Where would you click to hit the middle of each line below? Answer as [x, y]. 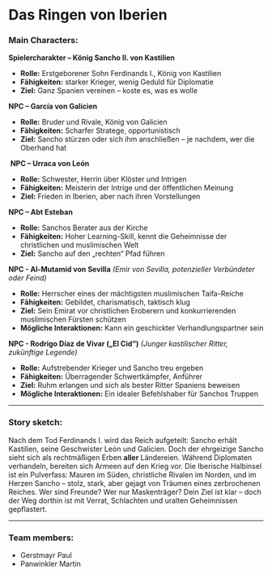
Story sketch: [36, 423]
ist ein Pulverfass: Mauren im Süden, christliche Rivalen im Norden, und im [132, 475]
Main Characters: [43, 40]
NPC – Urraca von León [50, 164]
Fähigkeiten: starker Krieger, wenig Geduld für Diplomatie [117, 82]
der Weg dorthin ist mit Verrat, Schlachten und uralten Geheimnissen [123, 500]
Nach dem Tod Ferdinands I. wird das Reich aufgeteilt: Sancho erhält [123, 440]
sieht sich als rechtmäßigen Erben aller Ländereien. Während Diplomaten [130, 457]
